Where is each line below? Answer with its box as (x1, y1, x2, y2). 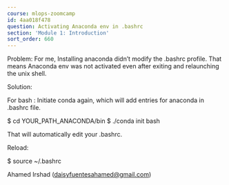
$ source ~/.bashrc (7, 157, 62, 166)
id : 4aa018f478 (7, 17, 51, 23)
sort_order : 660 (7, 36, 54, 43)
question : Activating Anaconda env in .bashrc (7, 23, 143, 30)
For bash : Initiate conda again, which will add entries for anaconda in (7, 96, 205, 104)
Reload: (7, 144, 29, 152)
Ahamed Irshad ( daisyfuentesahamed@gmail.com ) (7, 171, 152, 179)
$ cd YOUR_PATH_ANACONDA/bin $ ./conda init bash (7, 117, 161, 125)
